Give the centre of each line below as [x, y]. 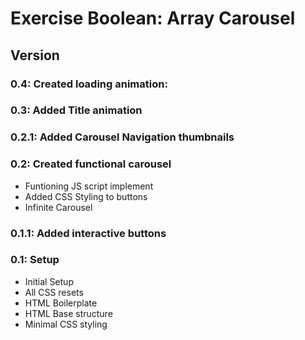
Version [35, 55]
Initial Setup [49, 281]
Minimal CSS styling [66, 324]
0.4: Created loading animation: [89, 84]
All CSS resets [54, 292]
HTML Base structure [68, 313]
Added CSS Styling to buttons [86, 196]
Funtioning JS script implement [89, 186]
